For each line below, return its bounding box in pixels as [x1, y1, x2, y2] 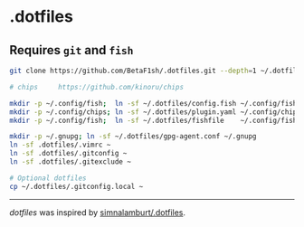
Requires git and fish [9, 43, 134, 58]
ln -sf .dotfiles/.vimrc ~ [9, 140, 111, 150]
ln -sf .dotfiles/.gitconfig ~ [9, 149, 128, 158]
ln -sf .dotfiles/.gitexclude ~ [9, 157, 131, 166]
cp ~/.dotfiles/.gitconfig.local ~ [9, 182, 144, 191]
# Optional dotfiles [9, 174, 88, 183]
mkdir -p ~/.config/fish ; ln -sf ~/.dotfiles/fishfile [9, 116, 224, 125]
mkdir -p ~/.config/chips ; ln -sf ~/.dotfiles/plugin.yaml [9, 107, 237, 117]
